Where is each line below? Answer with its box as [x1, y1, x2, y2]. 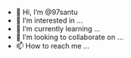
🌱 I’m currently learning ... [15, 24, 101, 33]
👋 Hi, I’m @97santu [15, 8, 78, 16]
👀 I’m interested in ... [15, 16, 83, 25]
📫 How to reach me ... [15, 42, 90, 50]
